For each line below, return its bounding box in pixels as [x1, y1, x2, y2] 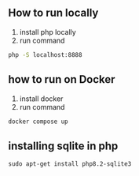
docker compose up [8, 118, 68, 125]
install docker [19, 94, 64, 103]
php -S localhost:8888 [8, 51, 82, 58]
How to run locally [8, 6, 99, 20]
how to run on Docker [8, 73, 115, 86]
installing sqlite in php [8, 139, 119, 152]
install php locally [19, 27, 76, 36]
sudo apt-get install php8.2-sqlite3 [8, 160, 132, 168]
